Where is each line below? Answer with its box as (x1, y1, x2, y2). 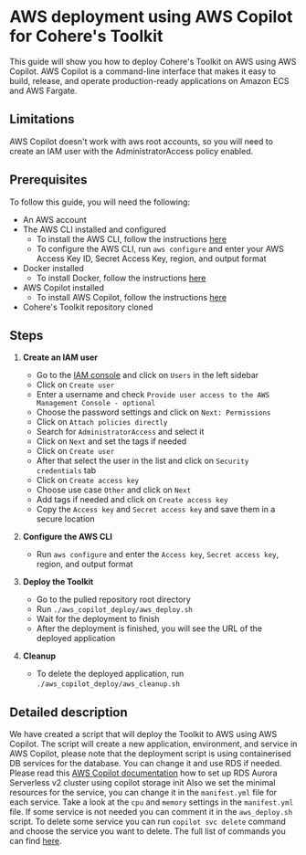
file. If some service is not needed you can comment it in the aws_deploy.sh (9, 807, 293, 818)
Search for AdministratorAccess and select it (36, 427, 205, 438)
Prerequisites (9, 172, 88, 188)
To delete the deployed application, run (36, 669, 185, 680)
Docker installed (22, 262, 85, 273)
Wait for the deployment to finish (36, 614, 160, 625)
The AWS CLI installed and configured (22, 224, 167, 235)
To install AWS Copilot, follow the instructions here (36, 291, 227, 302)
